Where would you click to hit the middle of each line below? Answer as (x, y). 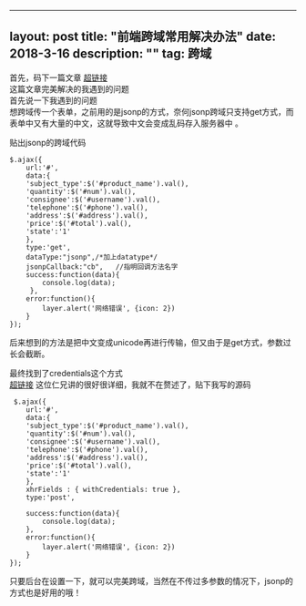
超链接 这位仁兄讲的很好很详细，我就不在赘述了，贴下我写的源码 (130, 385)
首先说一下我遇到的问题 (53, 100)
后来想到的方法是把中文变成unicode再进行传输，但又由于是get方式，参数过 (150, 342)
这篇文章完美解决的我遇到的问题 (69, 88)
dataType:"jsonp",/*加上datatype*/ (92, 257)
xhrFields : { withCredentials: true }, (103, 489)
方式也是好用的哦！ (46, 592)
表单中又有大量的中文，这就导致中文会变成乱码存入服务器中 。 (126, 123)
